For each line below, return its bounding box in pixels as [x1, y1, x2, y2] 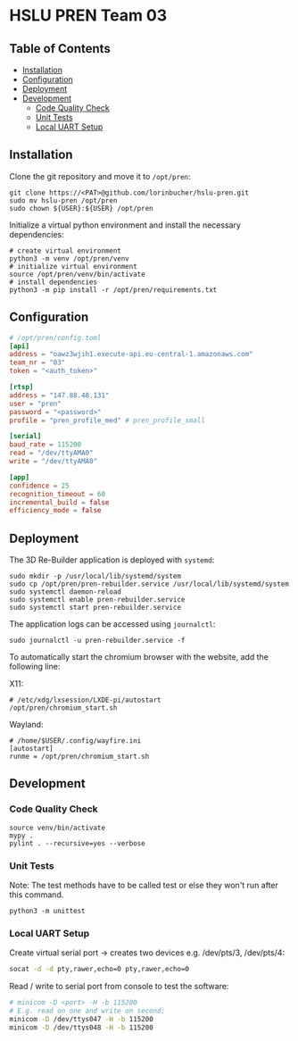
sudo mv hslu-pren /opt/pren [9, 196, 118, 205]
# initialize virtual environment [9, 262, 138, 271]
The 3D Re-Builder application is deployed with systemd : [9, 554, 215, 565]
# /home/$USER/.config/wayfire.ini [9, 737, 142, 745]
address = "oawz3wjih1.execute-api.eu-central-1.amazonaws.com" [9, 350, 253, 359]
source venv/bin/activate [9, 823, 105, 832]
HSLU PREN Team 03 [9, 5, 168, 26]
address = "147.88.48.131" [9, 390, 110, 400]
